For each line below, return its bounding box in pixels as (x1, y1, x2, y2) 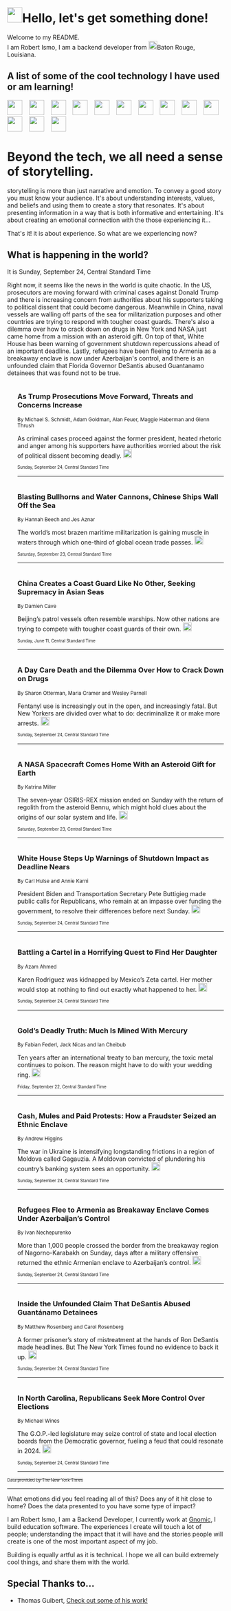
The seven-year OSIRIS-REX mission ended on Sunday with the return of (16, 796, 223, 804)
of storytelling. (7, 163, 94, 179)
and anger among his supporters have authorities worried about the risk (16, 441, 221, 449)
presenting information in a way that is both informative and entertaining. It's (7, 208, 224, 216)
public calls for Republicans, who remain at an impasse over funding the (16, 897, 222, 906)
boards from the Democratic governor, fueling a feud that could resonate (16, 1437, 223, 1446)
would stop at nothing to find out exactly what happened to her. (16, 985, 197, 993)
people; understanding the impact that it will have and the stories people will (7, 1530, 223, 1539)
